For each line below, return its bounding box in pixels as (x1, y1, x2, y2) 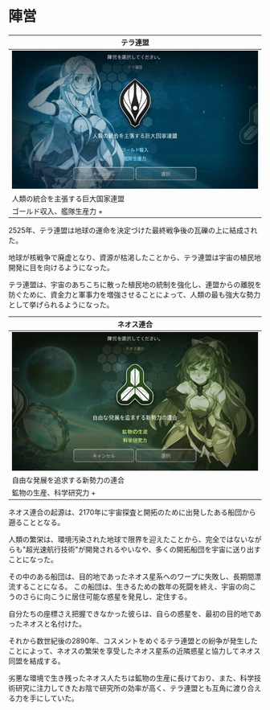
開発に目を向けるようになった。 (8, 263, 114, 273)
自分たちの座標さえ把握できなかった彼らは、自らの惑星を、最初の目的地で (8, 609, 255, 618)
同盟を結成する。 (8, 656, 65, 666)
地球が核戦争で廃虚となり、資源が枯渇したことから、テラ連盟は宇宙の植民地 (8, 252, 262, 262)
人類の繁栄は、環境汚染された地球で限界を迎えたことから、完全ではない (8, 534, 247, 544)
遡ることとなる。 (8, 517, 65, 527)
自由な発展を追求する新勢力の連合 (11, 475, 125, 485)
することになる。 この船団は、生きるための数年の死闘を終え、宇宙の (14, 581, 243, 591)
